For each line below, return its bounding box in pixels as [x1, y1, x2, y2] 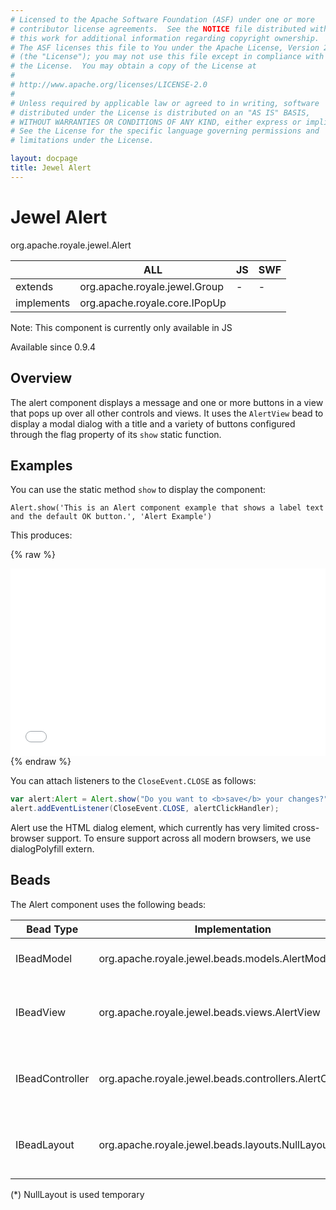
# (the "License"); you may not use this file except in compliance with [10, 52, 325, 62]
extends [15, 279, 54, 293]
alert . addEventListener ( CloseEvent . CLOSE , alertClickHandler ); [10, 804, 280, 814]
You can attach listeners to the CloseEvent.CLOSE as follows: [10, 775, 257, 787]
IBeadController [15, 1071, 90, 1085]
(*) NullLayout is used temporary [10, 1188, 145, 1200]
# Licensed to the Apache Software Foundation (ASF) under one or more [10, 14, 315, 25]
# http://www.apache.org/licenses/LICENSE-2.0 [10, 80, 208, 90]
